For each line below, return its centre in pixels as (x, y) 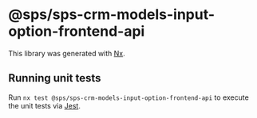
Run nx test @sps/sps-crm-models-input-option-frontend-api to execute (128, 97)
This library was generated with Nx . (67, 53)
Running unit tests (55, 78)
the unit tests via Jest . (45, 105)
